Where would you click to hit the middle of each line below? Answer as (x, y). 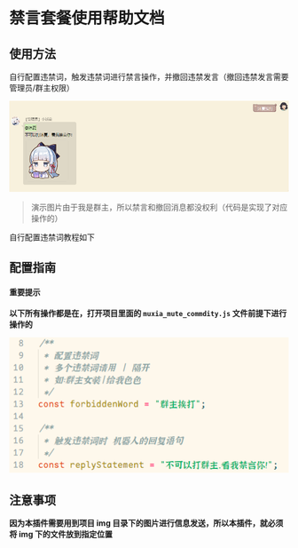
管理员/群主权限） (42, 88)
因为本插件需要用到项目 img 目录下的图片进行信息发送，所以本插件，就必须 (146, 523)
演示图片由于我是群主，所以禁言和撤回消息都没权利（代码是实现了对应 (159, 207)
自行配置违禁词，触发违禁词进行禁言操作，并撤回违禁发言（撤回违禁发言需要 (149, 77)
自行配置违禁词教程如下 (52, 237)
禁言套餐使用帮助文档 (87, 18)
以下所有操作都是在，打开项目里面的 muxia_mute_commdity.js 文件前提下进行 (148, 314)
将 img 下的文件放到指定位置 (61, 535)
